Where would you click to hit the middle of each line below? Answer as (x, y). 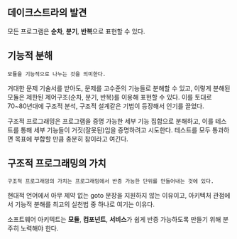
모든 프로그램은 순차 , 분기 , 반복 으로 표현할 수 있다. (76, 31)
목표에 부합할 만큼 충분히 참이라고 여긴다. (72, 139)
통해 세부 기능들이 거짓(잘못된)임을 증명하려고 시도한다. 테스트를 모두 (115, 129)
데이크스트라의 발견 (47, 13)
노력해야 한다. (39, 228)
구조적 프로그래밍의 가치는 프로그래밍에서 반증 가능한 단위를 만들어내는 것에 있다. (111, 181)
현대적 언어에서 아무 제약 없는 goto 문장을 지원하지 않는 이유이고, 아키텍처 (109, 196)
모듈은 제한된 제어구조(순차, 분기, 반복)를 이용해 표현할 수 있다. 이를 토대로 (110, 97)
